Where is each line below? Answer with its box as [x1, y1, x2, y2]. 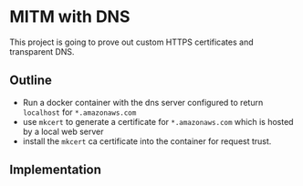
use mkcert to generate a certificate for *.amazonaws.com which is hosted [22, 116, 294, 127]
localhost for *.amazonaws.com [22, 107, 137, 118]
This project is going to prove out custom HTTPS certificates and [9, 36, 254, 47]
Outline [9, 73, 52, 88]
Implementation [9, 162, 102, 178]
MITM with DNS [9, 6, 131, 27]
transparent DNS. [9, 46, 75, 57]
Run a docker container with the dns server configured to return [22, 97, 264, 108]
